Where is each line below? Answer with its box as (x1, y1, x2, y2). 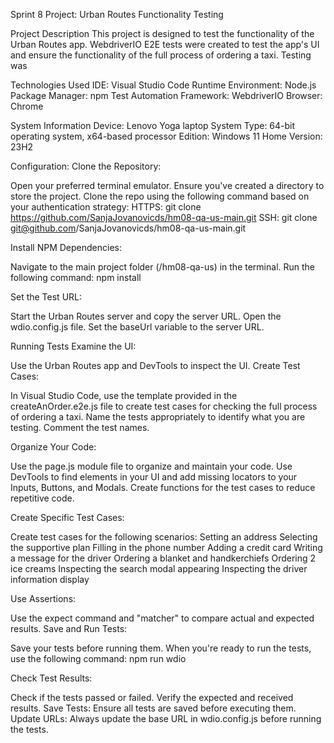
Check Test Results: (10, 672, 93, 684)
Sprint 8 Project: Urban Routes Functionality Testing (10, 9, 224, 20)
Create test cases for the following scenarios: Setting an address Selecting (10, 531, 318, 543)
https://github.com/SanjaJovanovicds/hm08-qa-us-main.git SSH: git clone (10, 212, 318, 223)
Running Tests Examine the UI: (10, 340, 137, 352)
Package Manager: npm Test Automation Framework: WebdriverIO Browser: (10, 90, 323, 101)
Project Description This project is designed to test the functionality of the (10, 28, 315, 39)
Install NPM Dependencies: (10, 242, 122, 253)
